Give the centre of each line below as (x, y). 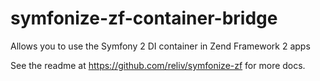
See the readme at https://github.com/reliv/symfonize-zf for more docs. (158, 65)
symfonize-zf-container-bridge (144, 18)
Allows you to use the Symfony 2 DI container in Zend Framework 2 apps (160, 46)
